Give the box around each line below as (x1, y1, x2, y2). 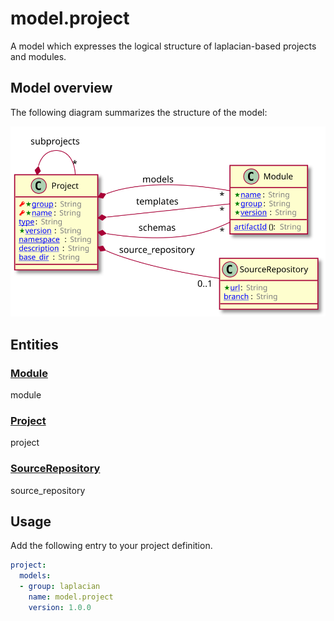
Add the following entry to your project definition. (10, 540, 213, 552)
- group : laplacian (19, 582, 101, 592)
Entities (10, 336, 59, 353)
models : (19, 571, 52, 581)
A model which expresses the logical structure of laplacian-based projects (10, 40, 317, 52)
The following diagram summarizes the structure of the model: (10, 106, 268, 118)
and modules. (10, 50, 67, 62)
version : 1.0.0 (28, 602, 92, 612)
